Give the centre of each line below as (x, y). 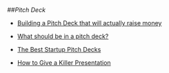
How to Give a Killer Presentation (64, 63)
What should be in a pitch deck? (63, 36)
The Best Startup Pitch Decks (59, 49)
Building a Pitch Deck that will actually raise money (89, 23)
